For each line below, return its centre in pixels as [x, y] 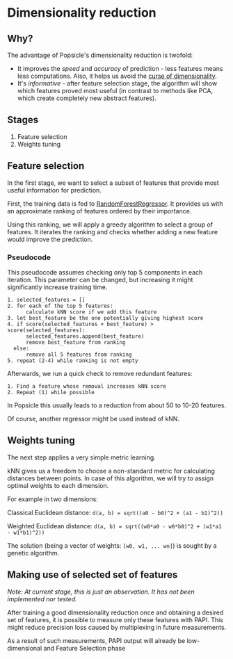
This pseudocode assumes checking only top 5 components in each [105, 272]
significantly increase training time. [57, 287]
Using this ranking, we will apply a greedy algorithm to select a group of [110, 225]
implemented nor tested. [42, 599]
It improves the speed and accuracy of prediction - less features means [120, 68]
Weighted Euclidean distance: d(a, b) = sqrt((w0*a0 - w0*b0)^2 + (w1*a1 [114, 526]
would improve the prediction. [50, 239]
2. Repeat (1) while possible [51, 392]
